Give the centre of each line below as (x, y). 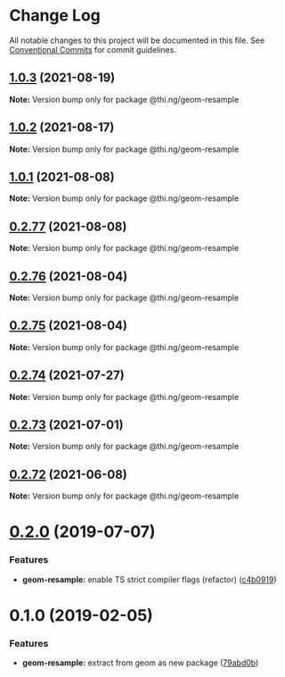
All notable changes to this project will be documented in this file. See (137, 40)
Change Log (55, 16)
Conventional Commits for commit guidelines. (93, 49)
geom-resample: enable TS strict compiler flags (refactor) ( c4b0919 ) (150, 579)
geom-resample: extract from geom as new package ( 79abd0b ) (140, 663)
